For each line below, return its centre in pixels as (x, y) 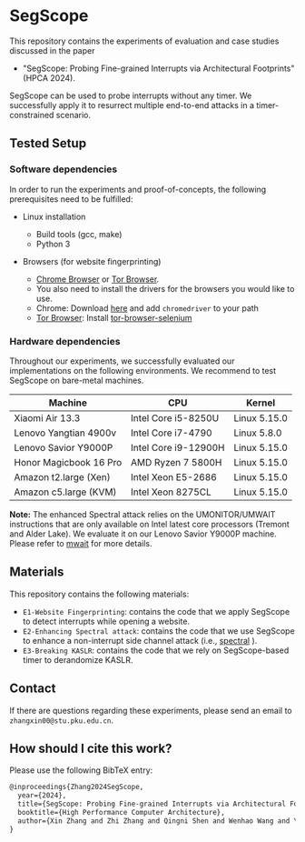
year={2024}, (42, 796)
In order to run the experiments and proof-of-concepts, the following (138, 189)
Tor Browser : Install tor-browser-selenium (114, 317)
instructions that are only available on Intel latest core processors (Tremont (150, 524)
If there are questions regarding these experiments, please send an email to (151, 710)
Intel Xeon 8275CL (171, 492)
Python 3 (53, 244)
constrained (32, 115)
